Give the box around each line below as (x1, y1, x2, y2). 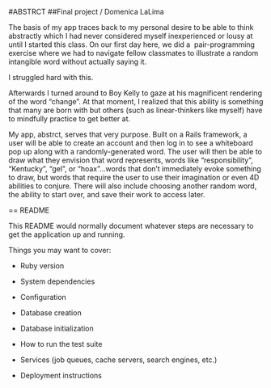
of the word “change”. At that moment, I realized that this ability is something (8, 97, 264, 106)
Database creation (19, 308, 83, 318)
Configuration (19, 293, 66, 302)
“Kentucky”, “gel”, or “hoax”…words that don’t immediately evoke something (8, 164, 261, 173)
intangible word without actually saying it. (8, 57, 147, 66)
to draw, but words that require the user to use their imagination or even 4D (8, 173, 260, 182)
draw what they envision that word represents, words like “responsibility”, (8, 155, 253, 165)
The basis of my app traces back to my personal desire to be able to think (8, 23, 254, 32)
